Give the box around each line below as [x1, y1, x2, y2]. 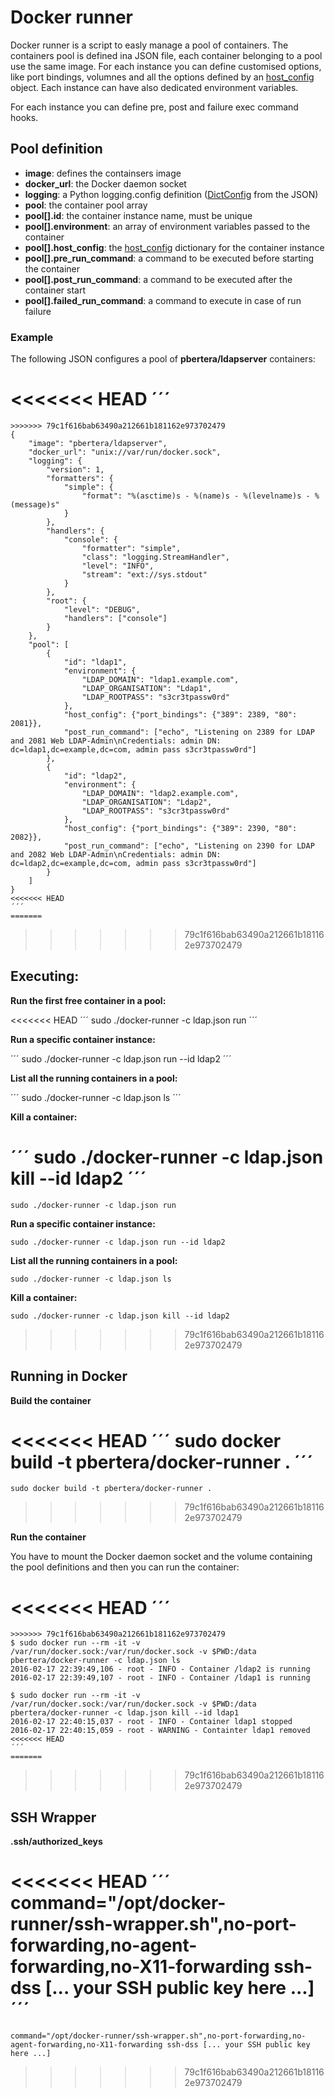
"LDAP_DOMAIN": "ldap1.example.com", [81, 674, 240, 685]
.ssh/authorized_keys [10, 1836, 103, 1848]
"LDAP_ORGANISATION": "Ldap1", [81, 683, 213, 693]
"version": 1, [46, 464, 105, 475]
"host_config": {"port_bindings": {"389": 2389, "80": [63, 709, 298, 720]
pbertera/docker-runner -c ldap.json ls [10, 1656, 182, 1666]
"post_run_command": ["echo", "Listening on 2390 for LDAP [63, 841, 315, 851]
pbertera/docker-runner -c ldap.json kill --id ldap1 [10, 1708, 240, 1718]
